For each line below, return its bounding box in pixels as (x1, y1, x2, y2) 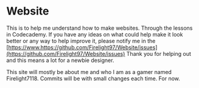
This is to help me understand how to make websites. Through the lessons (6, 24, 193, 32)
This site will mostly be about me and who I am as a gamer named (6, 68, 172, 75)
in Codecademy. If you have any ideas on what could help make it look (6, 30, 183, 38)
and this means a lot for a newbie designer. (6, 56, 114, 64)
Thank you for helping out (126, 50, 192, 57)
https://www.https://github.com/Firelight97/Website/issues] (8, 44, 158, 51)
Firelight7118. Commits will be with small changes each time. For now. (6, 75, 181, 82)
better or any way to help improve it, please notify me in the (6, 37, 156, 44)
